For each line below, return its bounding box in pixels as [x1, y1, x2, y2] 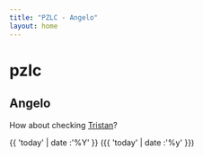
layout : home [9, 22, 58, 31]
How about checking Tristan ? [9, 119, 119, 130]
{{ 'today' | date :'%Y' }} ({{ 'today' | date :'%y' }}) [9, 136, 195, 148]
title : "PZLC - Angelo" [9, 13, 99, 22]
